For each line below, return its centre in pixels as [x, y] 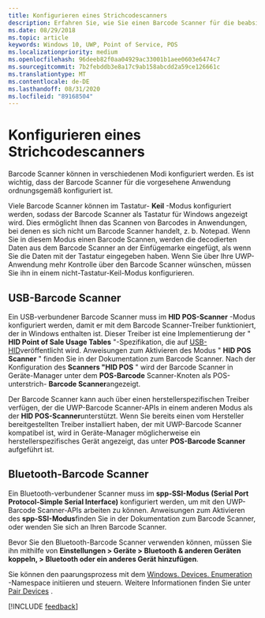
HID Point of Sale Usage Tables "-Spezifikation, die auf [98, 342]
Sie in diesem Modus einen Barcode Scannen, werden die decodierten [123, 240]
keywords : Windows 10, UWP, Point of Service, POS [93, 45]
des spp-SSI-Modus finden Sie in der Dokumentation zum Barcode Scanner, [132, 519]
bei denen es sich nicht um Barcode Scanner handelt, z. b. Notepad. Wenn [129, 231]
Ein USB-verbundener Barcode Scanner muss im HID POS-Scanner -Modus [132, 317]
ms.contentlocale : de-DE [49, 81]
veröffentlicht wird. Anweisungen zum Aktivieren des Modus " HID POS [136, 350]
